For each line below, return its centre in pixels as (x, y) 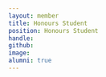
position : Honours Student (53, 30)
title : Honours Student (48, 23)
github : (21, 46)
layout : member (34, 16)
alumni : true (30, 61)
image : (19, 53)
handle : (21, 38)
